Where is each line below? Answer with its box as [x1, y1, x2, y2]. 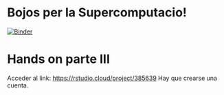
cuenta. [7, 81, 29, 90]
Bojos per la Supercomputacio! [7, 5, 188, 21]
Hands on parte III [7, 51, 110, 67]
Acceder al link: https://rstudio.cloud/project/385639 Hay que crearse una [7, 74, 218, 82]
